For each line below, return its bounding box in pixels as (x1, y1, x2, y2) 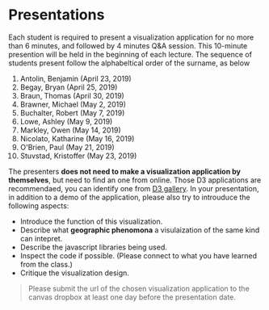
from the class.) (19, 259, 73, 269)
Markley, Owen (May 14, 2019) (19, 125, 121, 135)
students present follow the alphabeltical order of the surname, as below (8, 58, 250, 68)
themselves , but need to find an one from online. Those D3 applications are (8, 175, 262, 185)
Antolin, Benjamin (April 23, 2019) (19, 73, 132, 83)
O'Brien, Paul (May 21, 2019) (19, 142, 115, 152)
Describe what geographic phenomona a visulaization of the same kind (19, 224, 260, 235)
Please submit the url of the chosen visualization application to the (27, 283, 250, 293)
